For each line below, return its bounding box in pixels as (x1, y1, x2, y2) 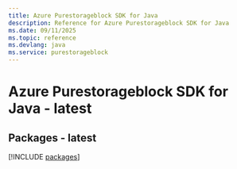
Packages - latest (8, 131, 97, 144)
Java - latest (8, 100, 92, 117)
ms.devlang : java (8, 41, 66, 49)
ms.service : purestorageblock (8, 48, 109, 56)
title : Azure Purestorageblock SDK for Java (8, 11, 158, 20)
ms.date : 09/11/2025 (8, 26, 77, 34)
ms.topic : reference (8, 33, 77, 42)
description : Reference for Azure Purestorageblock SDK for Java (8, 19, 229, 27)
